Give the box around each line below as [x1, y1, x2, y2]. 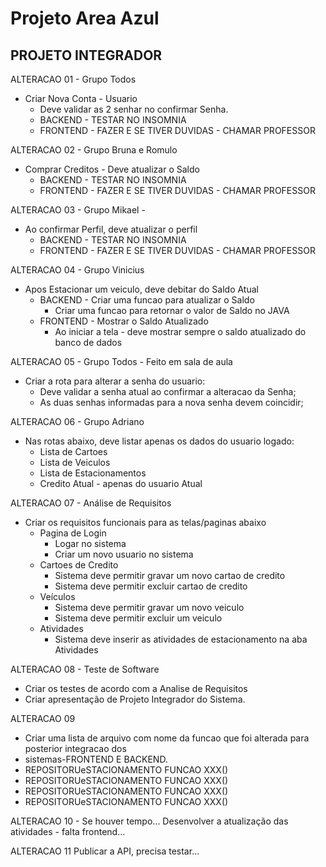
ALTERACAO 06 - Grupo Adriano [10, 416, 145, 427]
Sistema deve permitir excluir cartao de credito [54, 580, 248, 592]
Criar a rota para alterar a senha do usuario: [24, 375, 206, 387]
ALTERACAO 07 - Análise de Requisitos [10, 497, 172, 509]
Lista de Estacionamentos [39, 467, 147, 479]
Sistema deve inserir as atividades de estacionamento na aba [54, 633, 308, 645]
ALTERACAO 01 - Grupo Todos [10, 73, 137, 85]
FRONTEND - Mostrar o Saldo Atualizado [39, 315, 209, 327]
